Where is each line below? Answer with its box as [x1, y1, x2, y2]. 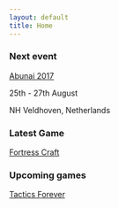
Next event [9, 50, 57, 63]
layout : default [9, 12, 69, 22]
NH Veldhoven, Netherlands [9, 104, 111, 115]
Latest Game [9, 127, 64, 139]
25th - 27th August [9, 88, 78, 98]
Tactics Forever [9, 189, 66, 200]
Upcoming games [9, 169, 86, 181]
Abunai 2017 [9, 70, 55, 81]
